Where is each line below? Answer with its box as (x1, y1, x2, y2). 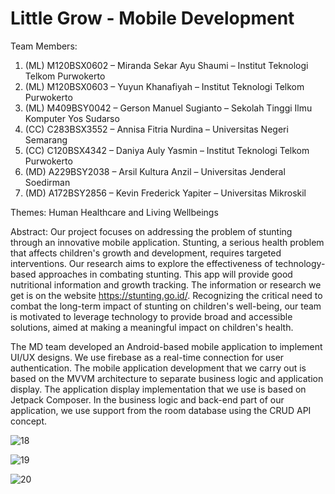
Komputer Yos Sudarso (24, 112, 120, 124)
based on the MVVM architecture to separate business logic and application (10, 372, 324, 384)
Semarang (24, 133, 68, 146)
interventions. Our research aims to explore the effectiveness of (10, 257, 273, 269)
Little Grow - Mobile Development (10, 7, 295, 30)
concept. (10, 415, 48, 427)
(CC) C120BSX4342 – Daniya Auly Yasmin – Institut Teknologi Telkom (24, 144, 310, 156)
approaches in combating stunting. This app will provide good (38, 268, 293, 280)
